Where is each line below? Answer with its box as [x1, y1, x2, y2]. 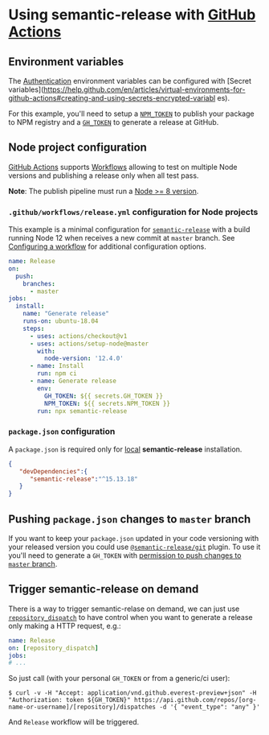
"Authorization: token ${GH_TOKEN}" [8, 696, 131, 704]
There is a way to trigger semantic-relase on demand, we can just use [8, 604, 240, 613]
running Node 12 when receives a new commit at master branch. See [8, 233, 235, 243]
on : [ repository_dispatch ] [8, 644, 99, 652]
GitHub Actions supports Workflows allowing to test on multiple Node [8, 162, 238, 171]
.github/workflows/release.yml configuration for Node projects [8, 206, 259, 217]
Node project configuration [8, 141, 147, 155]
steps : [22, 324, 45, 332]
